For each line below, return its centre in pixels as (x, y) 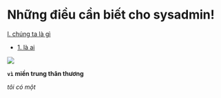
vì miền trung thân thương (45, 73)
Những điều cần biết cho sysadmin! (111, 15)
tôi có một (21, 87)
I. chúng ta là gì (29, 34)
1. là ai (26, 47)
